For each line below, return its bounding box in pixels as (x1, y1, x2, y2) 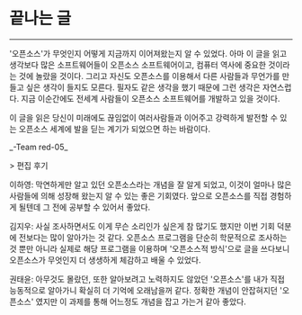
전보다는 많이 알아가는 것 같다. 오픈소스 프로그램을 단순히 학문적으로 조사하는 (18, 231, 288, 243)
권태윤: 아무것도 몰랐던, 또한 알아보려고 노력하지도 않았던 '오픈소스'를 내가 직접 (9, 274, 285, 284)
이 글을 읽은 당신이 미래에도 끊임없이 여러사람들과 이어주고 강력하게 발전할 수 (9, 112, 279, 122)
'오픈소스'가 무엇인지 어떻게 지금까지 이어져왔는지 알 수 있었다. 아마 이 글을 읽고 (9, 48, 288, 58)
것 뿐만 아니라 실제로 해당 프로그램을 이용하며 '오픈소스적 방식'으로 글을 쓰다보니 (9, 243, 290, 254)
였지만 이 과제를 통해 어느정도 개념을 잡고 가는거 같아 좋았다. (35, 296, 247, 307)
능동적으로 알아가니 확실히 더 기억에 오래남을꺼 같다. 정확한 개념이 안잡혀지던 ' (9, 284, 283, 295)
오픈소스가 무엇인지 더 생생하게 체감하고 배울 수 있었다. (9, 254, 201, 265)
